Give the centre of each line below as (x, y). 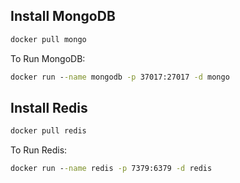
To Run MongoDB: (48, 58)
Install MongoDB (63, 16)
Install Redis (49, 107)
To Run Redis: (39, 150)
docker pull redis (48, 131)
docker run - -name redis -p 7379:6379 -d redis (111, 169)
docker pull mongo (48, 39)
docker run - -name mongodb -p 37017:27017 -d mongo (120, 77)
